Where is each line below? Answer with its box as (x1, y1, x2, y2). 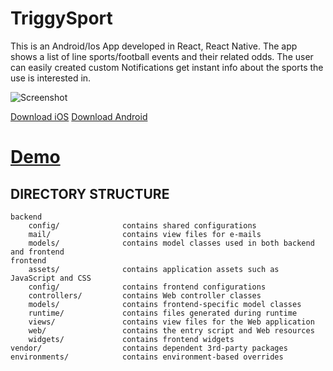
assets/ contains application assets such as (28, 264, 280, 274)
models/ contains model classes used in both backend (28, 238, 315, 248)
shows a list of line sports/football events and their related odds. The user (10, 50, 314, 62)
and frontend (10, 247, 65, 257)
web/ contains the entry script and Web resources (28, 325, 315, 336)
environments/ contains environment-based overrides (10, 352, 284, 362)
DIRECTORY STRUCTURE (10, 185, 170, 202)
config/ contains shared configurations (28, 220, 257, 231)
